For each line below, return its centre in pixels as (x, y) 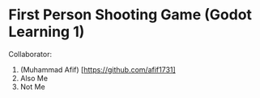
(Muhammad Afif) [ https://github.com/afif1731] (98, 69)
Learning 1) (47, 32)
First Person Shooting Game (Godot (130, 15)
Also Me (34, 78)
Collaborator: (30, 54)
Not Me (33, 87)
